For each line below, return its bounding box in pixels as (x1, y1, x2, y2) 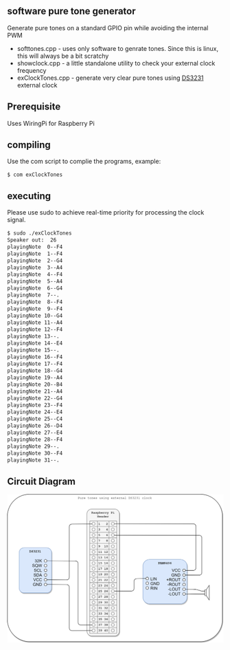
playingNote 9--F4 (7, 305, 63, 312)
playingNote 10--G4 (7, 312, 63, 319)
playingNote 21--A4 (7, 388, 63, 395)
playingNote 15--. (7, 347, 60, 354)
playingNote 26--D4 (7, 422, 63, 429)
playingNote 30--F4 (7, 450, 63, 457)
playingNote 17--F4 (7, 360, 63, 367)
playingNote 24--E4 (7, 409, 63, 415)
